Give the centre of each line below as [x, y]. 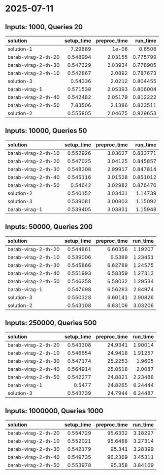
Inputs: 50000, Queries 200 [49, 227]
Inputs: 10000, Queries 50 [46, 131]
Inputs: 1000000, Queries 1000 [54, 411]
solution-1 [20, 49]
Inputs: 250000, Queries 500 [51, 323]
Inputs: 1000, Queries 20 [44, 27]
